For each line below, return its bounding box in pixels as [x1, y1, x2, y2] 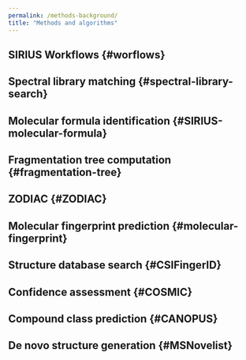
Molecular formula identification [8, 114, 171, 127]
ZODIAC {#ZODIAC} [8, 193, 107, 206]
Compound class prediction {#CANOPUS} [8, 313, 218, 326]
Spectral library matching [8, 75, 136, 88]
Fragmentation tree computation [8, 153, 172, 167]
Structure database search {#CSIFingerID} [8, 258, 222, 272]
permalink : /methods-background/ [8, 11, 118, 20]
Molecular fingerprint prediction [8, 219, 170, 233]
